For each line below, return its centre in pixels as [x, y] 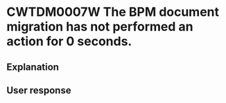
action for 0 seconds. [69, 41]
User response [39, 90]
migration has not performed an [100, 27]
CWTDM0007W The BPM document [113, 12]
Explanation [33, 67]
